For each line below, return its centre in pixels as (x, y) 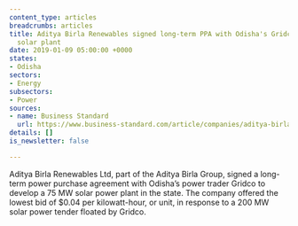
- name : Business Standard (59, 116)
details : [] (31, 133)
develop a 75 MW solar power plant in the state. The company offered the (144, 192)
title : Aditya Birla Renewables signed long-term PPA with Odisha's (138, 34)
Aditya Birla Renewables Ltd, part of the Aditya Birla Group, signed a (134, 174)
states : (24, 58)
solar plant (39, 42)
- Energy (25, 83)
